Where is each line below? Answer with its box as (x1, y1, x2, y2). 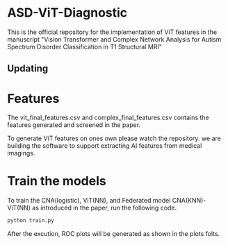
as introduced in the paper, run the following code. (32, 203, 177, 212)
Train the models (7, 174, 106, 189)
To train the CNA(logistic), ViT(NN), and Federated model (7, 196, 171, 205)
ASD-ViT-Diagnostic (7, 5, 128, 21)
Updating (7, 62, 49, 74)
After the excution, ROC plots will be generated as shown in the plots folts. (7, 230, 220, 238)
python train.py (7, 217, 54, 224)
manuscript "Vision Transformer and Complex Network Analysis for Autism (7, 35, 222, 43)
